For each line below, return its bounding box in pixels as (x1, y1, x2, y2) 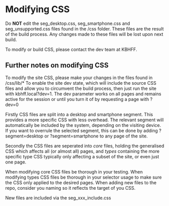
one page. (5, 159, 27, 165)
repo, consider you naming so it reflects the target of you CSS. (5, 185, 136, 191)
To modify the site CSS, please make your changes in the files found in (5, 75, 153, 81)
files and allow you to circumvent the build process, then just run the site (5, 85, 157, 91)
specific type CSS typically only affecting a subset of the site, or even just (5, 153, 159, 159)
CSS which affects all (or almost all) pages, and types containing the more (5, 148, 160, 154)
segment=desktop (5, 133, 44, 139)
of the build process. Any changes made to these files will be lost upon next (5, 31, 163, 37)
